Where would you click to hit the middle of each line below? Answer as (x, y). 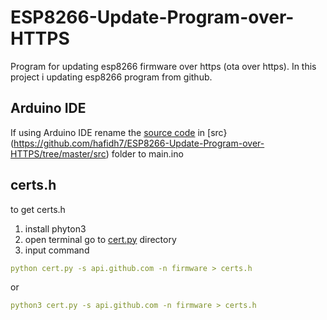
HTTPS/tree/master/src (58, 153)
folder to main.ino (147, 153)
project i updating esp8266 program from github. (111, 77)
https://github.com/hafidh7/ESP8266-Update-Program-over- (139, 143)
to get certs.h (38, 209)
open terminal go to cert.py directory (100, 239)
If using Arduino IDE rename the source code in (108, 132)
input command (57, 250)
